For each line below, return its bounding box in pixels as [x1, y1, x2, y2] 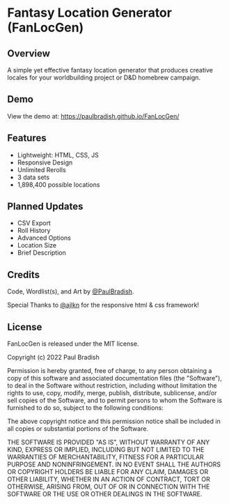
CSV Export [17, 219, 51, 227]
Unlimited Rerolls [17, 165, 66, 174]
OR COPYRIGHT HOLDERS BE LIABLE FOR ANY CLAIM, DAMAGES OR [7, 468, 209, 476]
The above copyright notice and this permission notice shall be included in [7, 417, 221, 426]
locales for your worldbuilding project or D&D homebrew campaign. [7, 73, 200, 82]
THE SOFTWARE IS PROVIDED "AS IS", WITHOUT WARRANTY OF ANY [7, 438, 210, 447]
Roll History [17, 227, 51, 235]
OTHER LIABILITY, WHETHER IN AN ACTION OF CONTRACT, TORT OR [7, 475, 210, 484]
